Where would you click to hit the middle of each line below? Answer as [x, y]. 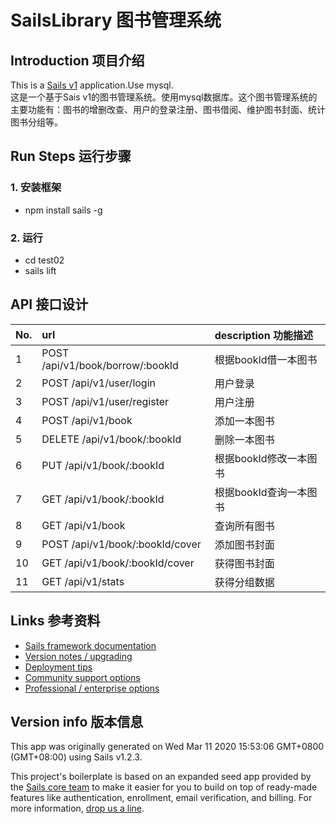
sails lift [40, 270]
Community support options [82, 677]
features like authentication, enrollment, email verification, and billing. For [161, 798]
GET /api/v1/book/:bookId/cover [118, 563]
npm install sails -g [63, 210]
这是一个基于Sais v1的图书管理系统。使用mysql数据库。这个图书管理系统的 [164, 97]
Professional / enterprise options [92, 688]
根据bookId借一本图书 [266, 359]
